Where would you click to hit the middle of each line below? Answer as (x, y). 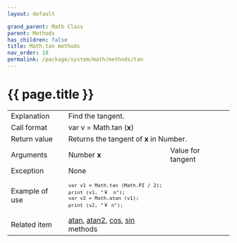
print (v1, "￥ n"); (97, 192)
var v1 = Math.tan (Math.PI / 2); (115, 185)
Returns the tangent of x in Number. (127, 138)
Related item (32, 225)
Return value (32, 138)
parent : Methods (31, 33)
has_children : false (38, 40)
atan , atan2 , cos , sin (102, 220)
